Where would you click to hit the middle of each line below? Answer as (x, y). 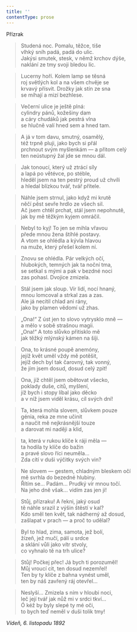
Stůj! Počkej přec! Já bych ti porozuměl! (69, 562)
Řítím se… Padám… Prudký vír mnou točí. (71, 483)
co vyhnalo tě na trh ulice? (53, 550)
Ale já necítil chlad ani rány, (54, 301)
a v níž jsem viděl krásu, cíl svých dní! (67, 398)
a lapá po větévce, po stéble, (56, 173)
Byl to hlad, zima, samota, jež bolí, (62, 532)
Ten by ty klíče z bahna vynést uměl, (66, 574)
